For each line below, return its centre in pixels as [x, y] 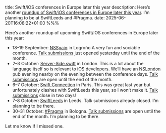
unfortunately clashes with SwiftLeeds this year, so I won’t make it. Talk [85, 90]
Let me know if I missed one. [34, 126]
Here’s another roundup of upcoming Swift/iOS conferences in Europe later [82, 33]
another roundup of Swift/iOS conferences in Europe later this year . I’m [77, 12]
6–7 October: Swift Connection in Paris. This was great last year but [81, 85]
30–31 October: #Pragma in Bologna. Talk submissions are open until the [86, 111]
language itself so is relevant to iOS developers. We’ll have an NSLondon [86, 69]
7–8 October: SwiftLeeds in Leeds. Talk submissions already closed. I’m [85, 101]
